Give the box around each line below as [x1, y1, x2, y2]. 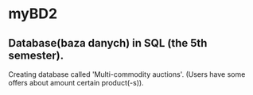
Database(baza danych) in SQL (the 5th [8, 36, 208, 50]
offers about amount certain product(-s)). [8, 78, 145, 87]
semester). [8, 48, 64, 62]
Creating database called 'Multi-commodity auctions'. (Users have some [8, 70, 246, 79]
